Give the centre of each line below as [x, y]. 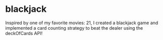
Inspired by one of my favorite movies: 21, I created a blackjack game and [82, 23]
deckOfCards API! [24, 33]
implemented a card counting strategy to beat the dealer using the [74, 28]
